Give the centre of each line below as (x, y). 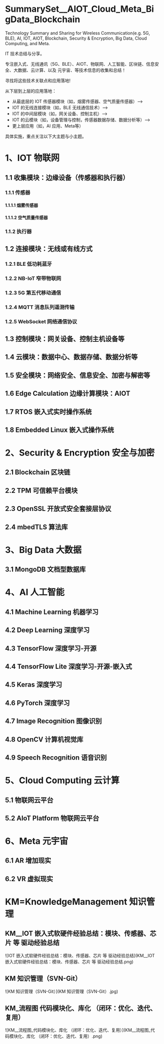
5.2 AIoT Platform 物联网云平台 (52, 818)
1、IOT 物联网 (32, 158)
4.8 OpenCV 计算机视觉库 (44, 739)
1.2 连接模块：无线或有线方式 (49, 249)
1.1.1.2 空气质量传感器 (26, 217)
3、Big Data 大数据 (43, 550)
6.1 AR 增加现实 (28, 861)
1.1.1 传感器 (18, 193)
